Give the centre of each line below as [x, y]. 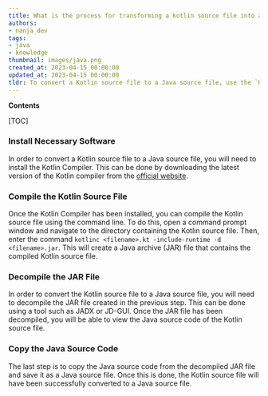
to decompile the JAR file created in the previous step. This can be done [127, 303]
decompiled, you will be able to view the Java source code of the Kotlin [125, 319]
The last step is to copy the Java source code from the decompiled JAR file [132, 366]
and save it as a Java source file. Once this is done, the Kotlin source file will [134, 374]
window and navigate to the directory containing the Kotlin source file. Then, [134, 231]
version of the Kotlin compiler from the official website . [99, 176]
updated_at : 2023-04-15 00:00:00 [64, 75]
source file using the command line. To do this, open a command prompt [128, 222]
